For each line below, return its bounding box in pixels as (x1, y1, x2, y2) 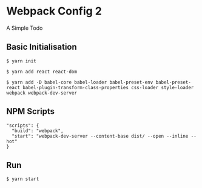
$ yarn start (6, 176, 39, 183)
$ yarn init (6, 58, 36, 64)
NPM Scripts (6, 106, 55, 116)
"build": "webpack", (12, 127, 64, 134)
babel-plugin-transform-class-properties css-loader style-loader (22, 84, 194, 90)
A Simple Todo (6, 24, 43, 32)
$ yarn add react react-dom (6, 69, 78, 75)
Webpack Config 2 (6, 4, 102, 18)
